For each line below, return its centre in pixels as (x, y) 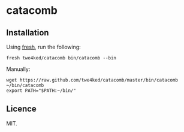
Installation (28, 33)
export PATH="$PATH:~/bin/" (41, 91)
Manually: (18, 69)
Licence (22, 109)
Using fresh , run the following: (43, 47)
